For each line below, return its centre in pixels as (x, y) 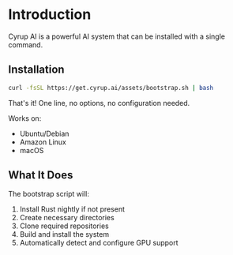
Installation (36, 70)
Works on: (25, 118)
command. (26, 44)
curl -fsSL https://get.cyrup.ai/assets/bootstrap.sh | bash (111, 88)
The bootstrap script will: (49, 194)
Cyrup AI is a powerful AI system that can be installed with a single (116, 36)
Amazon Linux (43, 142)
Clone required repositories (64, 226)
